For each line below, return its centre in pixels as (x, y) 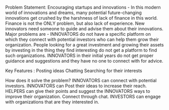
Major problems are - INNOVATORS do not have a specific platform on (78, 34)
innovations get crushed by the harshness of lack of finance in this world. (81, 18)
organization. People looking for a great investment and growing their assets (84, 45)
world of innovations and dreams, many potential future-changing (74, 13)
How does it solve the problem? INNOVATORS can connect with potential (81, 80)
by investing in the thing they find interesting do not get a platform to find (81, 50)
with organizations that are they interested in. (52, 102)
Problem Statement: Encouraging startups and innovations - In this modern (83, 7)
